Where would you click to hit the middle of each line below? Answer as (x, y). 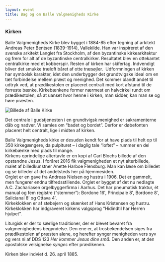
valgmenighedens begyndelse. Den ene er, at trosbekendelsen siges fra (79, 228)
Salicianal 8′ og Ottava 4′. (31, 198)
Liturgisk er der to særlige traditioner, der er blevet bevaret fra (69, 223)
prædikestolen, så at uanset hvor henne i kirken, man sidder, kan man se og (82, 95)
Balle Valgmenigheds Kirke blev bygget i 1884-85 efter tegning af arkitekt (80, 42)
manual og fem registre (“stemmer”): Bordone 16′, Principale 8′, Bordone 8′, (82, 193)
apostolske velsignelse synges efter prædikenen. (55, 244)
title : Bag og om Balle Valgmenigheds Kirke (52, 14)
